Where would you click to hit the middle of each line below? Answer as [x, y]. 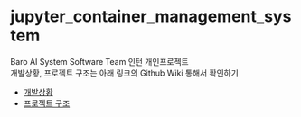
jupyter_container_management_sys [151, 17]
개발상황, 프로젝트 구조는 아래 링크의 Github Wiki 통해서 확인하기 [124, 73]
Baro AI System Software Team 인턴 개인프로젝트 [99, 61]
